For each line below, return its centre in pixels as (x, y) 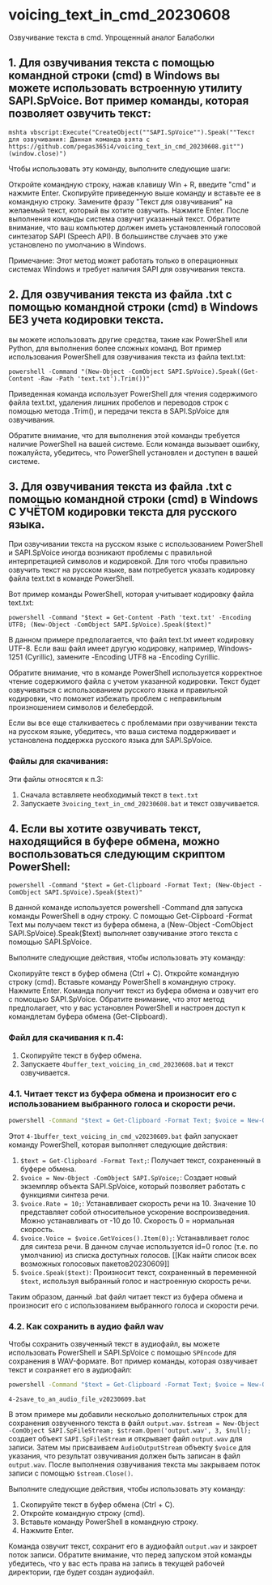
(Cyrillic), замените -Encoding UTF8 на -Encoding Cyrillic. (122, 657)
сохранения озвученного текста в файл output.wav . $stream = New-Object (134, 1423)
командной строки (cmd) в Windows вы (114, 76)
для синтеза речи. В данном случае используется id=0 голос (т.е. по (139, 1246)
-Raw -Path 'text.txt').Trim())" (94, 379)
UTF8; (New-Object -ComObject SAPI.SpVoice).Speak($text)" (110, 625)
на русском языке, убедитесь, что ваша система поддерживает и (122, 732)
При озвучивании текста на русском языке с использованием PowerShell (136, 544)
